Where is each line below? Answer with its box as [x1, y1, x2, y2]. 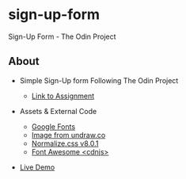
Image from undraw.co [31, 130, 106, 139]
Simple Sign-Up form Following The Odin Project [19, 75, 179, 85]
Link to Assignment [31, 91, 95, 101]
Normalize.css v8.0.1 [31, 139, 99, 148]
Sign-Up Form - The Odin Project [8, 32, 116, 41]
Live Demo [19, 162, 55, 172]
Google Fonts [31, 121, 76, 131]
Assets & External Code [19, 106, 97, 116]
